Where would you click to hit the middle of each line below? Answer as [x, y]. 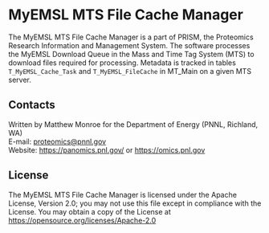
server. [20, 80]
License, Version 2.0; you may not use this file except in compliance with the [135, 203]
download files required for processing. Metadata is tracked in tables [122, 63]
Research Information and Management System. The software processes [129, 45]
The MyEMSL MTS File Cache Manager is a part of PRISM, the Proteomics [131, 37]
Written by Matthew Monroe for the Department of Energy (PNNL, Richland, [133, 124]
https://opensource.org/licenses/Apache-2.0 [82, 220]
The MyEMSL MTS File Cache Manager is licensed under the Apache [122, 194]
